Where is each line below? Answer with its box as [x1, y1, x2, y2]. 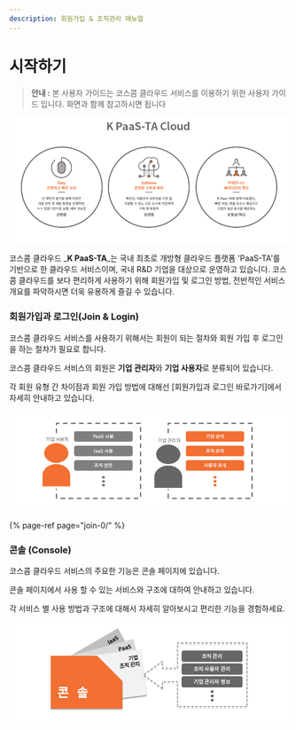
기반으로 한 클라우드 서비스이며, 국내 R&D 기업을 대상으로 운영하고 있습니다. [9, 264, 270, 275]
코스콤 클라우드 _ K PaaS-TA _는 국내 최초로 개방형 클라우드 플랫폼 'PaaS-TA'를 [9, 253, 281, 263]
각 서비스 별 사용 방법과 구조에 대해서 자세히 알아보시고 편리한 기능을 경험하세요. [9, 603, 286, 614]
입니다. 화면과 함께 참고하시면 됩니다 [40, 98, 167, 109]
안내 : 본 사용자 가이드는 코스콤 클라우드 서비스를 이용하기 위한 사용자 [30, 87, 270, 98]
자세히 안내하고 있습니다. [9, 392, 95, 403]
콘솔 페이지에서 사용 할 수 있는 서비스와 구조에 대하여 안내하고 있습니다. [9, 585, 255, 595]
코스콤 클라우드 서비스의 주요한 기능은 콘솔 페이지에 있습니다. [9, 566, 220, 577]
